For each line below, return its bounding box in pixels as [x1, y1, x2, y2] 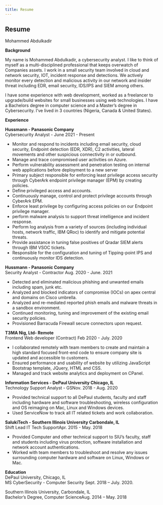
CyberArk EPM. [12, 198, 43, 204]
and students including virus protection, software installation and [12, 439, 143, 445]
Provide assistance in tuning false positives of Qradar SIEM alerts [12, 240, 144, 245]
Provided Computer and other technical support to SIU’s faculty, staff [12, 434, 151, 440]
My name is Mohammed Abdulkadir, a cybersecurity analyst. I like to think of [5, 57, 158, 63]
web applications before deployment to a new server [12, 167, 118, 173]
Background [5, 47, 31, 54]
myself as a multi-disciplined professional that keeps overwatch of [5, 62, 139, 68]
